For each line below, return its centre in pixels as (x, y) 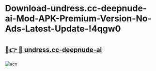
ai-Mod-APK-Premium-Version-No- (78, 18)
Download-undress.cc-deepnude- (76, 8)
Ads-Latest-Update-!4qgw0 (63, 29)
